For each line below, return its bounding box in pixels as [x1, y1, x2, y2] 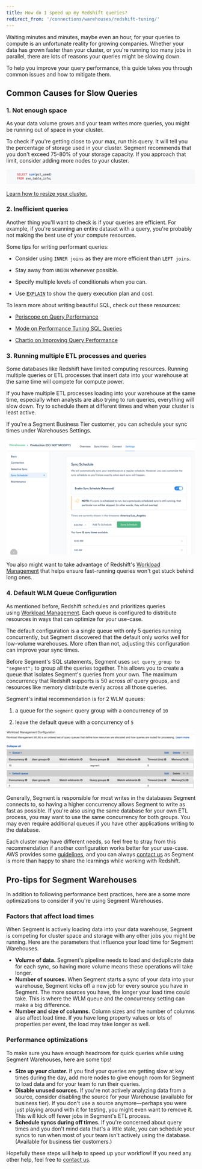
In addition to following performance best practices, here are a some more [6, 890, 191, 897]
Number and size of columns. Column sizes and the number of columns [14, 1008, 195, 1015]
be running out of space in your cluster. [6, 126, 104, 134]
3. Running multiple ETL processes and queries [6, 351, 147, 360]
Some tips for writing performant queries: [6, 243, 109, 250]
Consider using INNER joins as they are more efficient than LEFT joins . [14, 255, 191, 262]
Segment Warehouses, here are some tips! [6, 1056, 112, 1063]
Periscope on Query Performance [14, 313, 99, 320]
